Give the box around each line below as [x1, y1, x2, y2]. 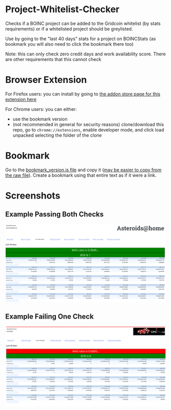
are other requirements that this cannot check [5, 56, 102, 62]
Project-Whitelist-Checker [5, 4, 120, 15]
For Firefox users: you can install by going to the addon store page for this [5, 90, 161, 97]
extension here [5, 96, 37, 102]
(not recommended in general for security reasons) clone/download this [12, 121, 164, 128]
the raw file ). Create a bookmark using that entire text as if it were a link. [5, 172, 157, 178]
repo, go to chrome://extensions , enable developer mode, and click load [12, 127, 164, 133]
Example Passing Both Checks [5, 210, 104, 219]
